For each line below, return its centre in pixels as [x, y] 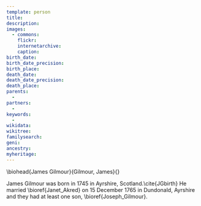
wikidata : [19, 126]
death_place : [23, 86]
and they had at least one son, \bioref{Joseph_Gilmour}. [77, 196]
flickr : [27, 40]
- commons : [26, 35]
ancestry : [19, 148]
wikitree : [19, 131]
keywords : [19, 114]
